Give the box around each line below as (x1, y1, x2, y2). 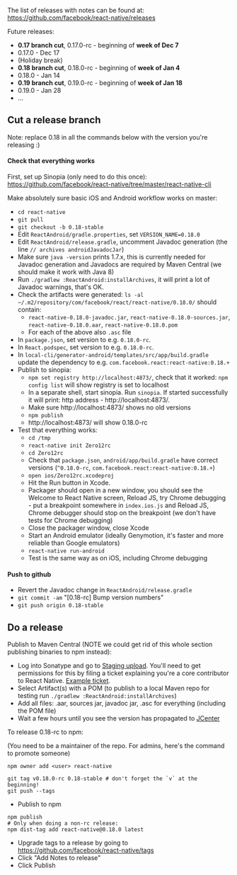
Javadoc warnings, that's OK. (17, 283, 104, 291)
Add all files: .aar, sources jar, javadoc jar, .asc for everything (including (17, 699, 226, 708)
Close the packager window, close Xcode (28, 524, 149, 532)
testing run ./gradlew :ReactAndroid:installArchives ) (17, 691, 177, 700)
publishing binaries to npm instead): (7, 648, 112, 656)
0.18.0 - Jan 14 (17, 71, 60, 79)
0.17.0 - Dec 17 (17, 49, 60, 57)
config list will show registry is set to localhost (28, 380, 169, 389)
